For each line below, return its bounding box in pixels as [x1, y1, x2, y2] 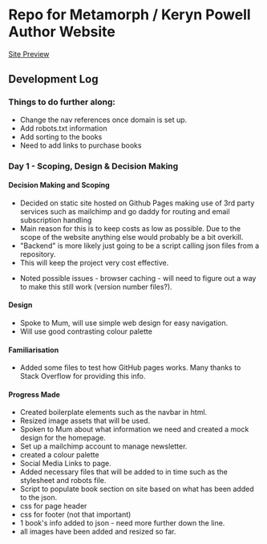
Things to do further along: [8, 96, 116, 108]
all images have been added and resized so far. [19, 527, 176, 537]
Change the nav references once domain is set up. [19, 115, 188, 124]
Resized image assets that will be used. [19, 416, 151, 426]
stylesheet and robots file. [19, 476, 107, 485]
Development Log [8, 72, 99, 86]
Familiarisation [8, 345, 59, 355]
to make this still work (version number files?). [19, 282, 172, 291]
